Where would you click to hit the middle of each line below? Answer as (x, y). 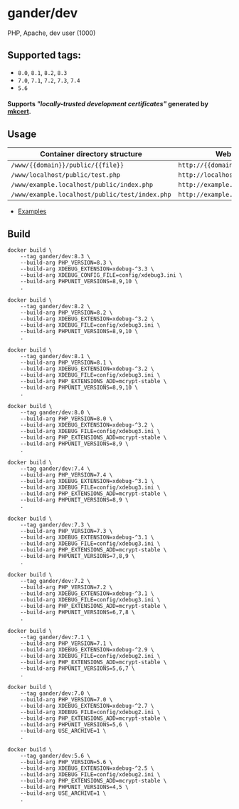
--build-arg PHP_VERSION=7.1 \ (67, 643)
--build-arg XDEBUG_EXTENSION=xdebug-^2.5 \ (87, 768)
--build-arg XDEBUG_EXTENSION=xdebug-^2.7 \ (87, 706)
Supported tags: (44, 55)
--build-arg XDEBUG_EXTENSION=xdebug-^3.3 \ (87, 269)
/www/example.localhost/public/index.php (82, 185)
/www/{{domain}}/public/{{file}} (68, 165)
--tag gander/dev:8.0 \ (55, 412)
